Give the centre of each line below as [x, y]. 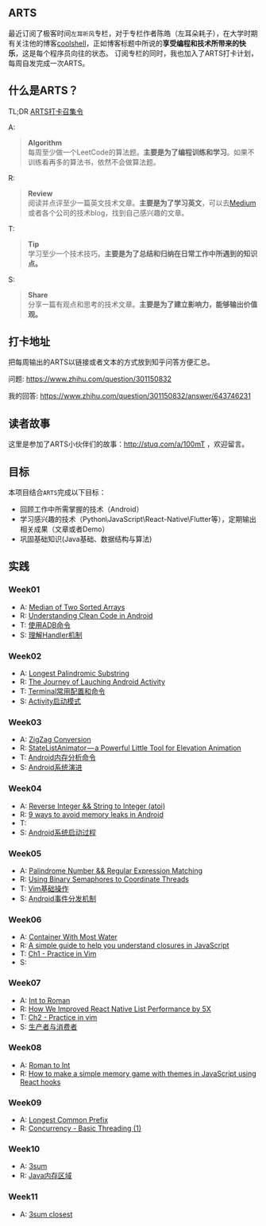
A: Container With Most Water [68, 937]
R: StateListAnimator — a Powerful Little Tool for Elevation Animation [131, 748]
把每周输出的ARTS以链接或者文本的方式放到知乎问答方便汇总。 [111, 362]
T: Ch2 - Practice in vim [58, 1017]
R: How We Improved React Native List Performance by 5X [116, 1009]
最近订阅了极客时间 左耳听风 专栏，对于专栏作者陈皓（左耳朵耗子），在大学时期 [133, 33]
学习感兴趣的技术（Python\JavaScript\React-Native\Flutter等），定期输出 [138, 520]
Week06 [25, 920]
